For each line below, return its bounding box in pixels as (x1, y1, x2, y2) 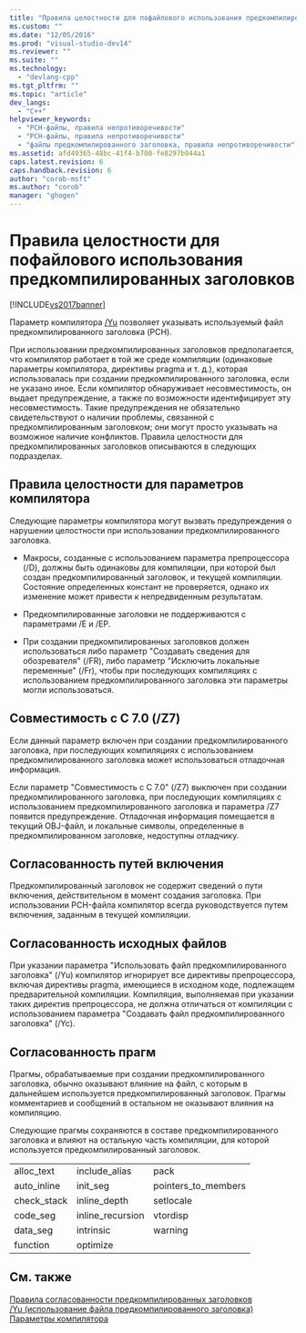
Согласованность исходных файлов (9, 935, 228, 951)
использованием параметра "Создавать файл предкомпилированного (9, 1008, 285, 1020)
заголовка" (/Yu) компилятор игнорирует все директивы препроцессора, (9, 970, 296, 981)
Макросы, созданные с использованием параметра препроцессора (22, 552, 290, 563)
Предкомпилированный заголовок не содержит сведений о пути (9, 880, 263, 891)
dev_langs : (9, 97, 51, 107)
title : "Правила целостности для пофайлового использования (9, 13, 243, 23)
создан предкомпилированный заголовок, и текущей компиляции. (22, 571, 283, 583)
